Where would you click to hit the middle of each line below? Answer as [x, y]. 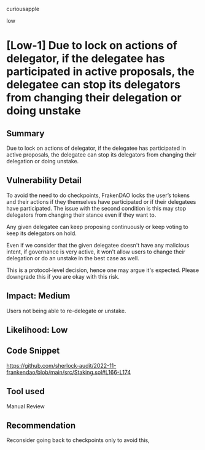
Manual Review [25, 406]
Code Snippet [33, 351]
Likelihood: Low [37, 330]
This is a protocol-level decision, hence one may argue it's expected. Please [103, 270]
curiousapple [23, 9]
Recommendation [41, 426]
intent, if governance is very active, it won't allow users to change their [96, 252]
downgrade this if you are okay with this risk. [63, 276]
